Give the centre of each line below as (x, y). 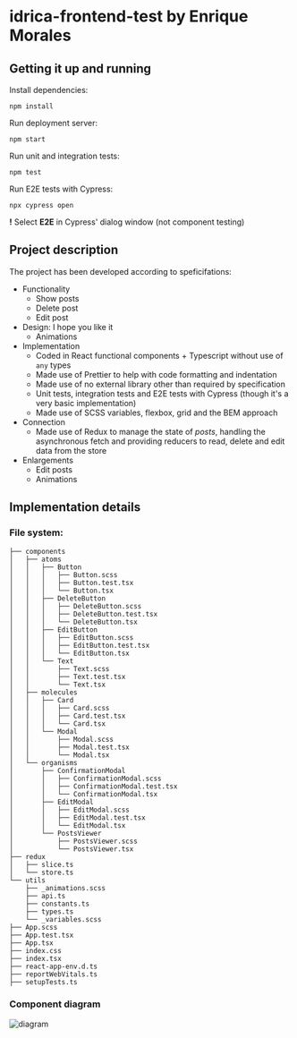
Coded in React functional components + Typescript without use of (159, 355)
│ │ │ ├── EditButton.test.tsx (80, 645)
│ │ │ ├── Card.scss (59, 708)
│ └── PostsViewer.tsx (72, 849)
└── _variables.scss (64, 919)
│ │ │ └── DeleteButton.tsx (74, 622)
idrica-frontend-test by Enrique (129, 17)
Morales (40, 35)
